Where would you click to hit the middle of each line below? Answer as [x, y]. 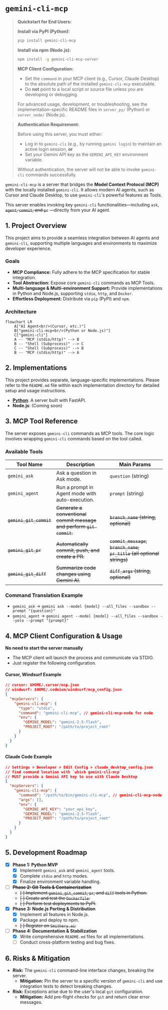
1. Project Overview [36, 226]
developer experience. [28, 248]
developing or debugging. [51, 94]
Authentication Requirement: [48, 124]
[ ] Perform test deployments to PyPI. [58, 903]
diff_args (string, [130, 571]
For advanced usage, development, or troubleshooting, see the [82, 104]
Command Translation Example [44, 595]
